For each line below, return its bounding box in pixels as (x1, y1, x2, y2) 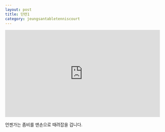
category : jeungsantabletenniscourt (5, 16, 80, 21)
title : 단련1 (5, 12, 30, 17)
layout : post (5, 7, 32, 12)
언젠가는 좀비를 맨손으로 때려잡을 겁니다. (5, 121, 82, 128)
